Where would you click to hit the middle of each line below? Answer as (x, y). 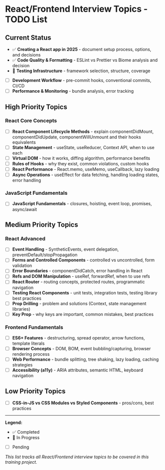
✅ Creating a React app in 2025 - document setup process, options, (82, 49)
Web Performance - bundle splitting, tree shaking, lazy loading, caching (85, 360)
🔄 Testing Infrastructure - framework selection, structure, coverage (81, 71)
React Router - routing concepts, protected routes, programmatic (78, 282)
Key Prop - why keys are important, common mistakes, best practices (83, 314)
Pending (21, 447)
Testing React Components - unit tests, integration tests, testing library (85, 292)
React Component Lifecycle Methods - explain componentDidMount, (83, 131)
